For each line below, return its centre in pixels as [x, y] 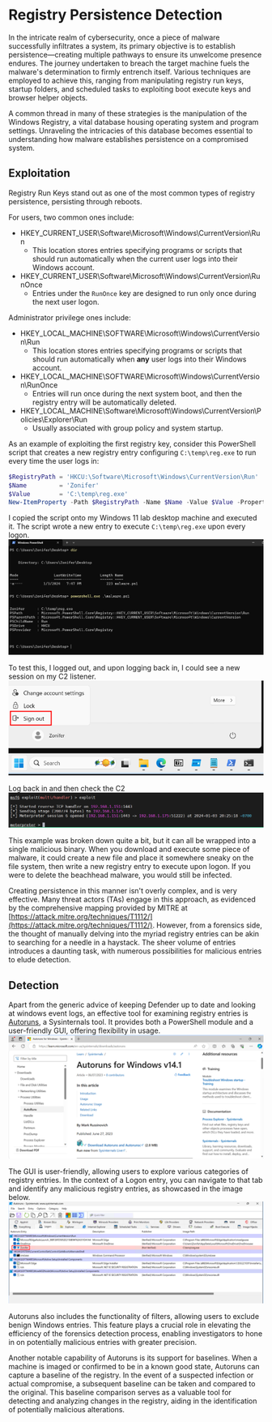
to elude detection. [40, 960]
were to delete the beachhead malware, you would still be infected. [120, 875]
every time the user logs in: [54, 460]
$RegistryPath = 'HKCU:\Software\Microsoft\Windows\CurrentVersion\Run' [134, 477]
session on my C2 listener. [53, 677]
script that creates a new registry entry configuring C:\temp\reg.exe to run [132, 452]
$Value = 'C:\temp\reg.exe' [68, 494]
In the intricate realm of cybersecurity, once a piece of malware [114, 37]
